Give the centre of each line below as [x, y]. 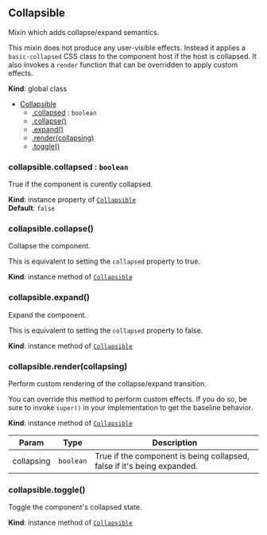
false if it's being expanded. [147, 466]
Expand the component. [48, 314]
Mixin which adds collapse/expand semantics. [84, 32]
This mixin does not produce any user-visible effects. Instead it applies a [127, 48]
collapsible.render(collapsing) [68, 366]
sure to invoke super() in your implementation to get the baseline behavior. [131, 408]
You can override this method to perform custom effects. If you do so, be [128, 399]
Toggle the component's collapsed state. [75, 507]
